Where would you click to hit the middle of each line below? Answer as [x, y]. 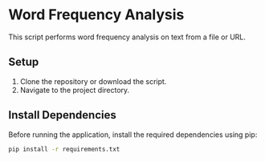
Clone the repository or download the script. [93, 81]
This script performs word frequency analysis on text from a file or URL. [127, 37]
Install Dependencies [62, 115]
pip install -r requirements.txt [64, 149]
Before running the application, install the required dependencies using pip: [133, 135]
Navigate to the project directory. [75, 90]
